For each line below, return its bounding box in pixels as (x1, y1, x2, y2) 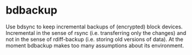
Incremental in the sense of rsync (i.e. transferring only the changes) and (5, 29, 187, 36)
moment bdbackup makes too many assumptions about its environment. (5, 42, 184, 49)
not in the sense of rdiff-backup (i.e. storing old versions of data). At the (5, 35, 184, 43)
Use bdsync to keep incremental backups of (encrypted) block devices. (5, 23, 183, 30)
